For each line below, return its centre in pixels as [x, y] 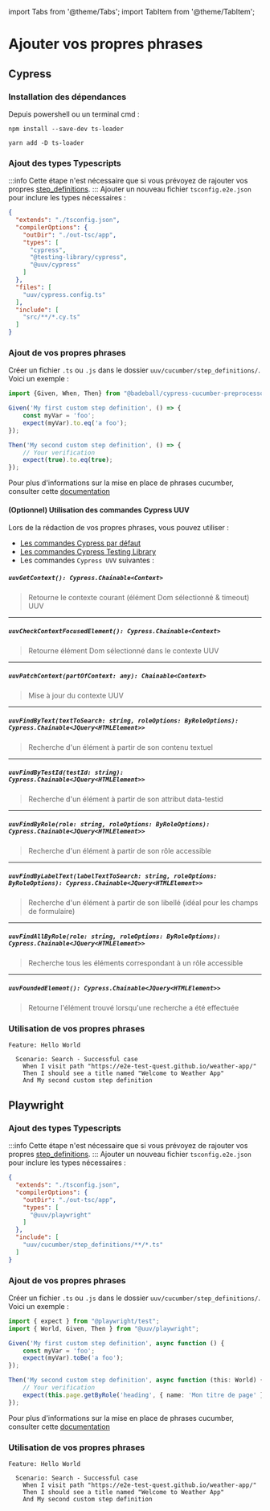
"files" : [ [34, 287]
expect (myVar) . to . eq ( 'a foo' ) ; [75, 423]
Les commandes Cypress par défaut [80, 543]
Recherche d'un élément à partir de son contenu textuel [120, 747]
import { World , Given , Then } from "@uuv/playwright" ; [104, 1328]
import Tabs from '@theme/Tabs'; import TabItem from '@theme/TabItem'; [132, 12]
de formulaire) [51, 912]
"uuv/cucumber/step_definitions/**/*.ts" [93, 1245]
